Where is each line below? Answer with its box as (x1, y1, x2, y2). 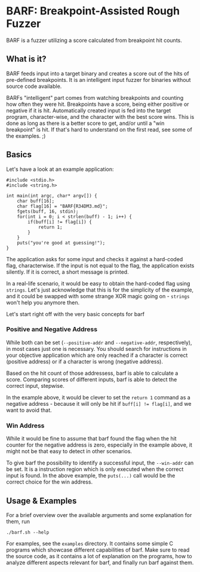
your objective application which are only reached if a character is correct (6, 351, 188, 359)
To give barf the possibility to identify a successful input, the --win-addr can (6, 459, 194, 467)
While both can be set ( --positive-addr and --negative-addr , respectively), (6, 339, 192, 346)
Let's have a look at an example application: (6, 166, 114, 173)
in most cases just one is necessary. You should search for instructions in (6, 345, 187, 352)
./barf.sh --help (6, 529, 50, 536)
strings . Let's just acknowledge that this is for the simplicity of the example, (6, 286, 194, 293)
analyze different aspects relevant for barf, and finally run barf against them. (6, 559, 194, 566)
